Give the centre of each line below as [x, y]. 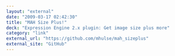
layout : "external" [30, 11]
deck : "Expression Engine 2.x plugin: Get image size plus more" [88, 28]
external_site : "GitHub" [37, 44]
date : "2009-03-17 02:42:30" [42, 17]
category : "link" [27, 33]
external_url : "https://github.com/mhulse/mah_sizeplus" [77, 38]
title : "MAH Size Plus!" [37, 22]
